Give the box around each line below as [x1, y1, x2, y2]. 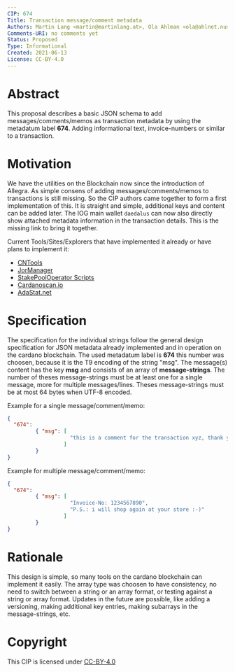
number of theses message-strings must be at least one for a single [7, 372, 203, 381]
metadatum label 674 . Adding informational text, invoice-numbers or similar [7, 124, 225, 132]
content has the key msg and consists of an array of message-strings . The [7, 365, 225, 374]
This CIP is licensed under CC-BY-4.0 [7, 657, 116, 666]
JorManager [17, 265, 54, 274]
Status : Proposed [7, 36, 58, 43]
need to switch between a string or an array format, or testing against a [7, 587, 213, 596]
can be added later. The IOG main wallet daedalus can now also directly [7, 209, 213, 217]
